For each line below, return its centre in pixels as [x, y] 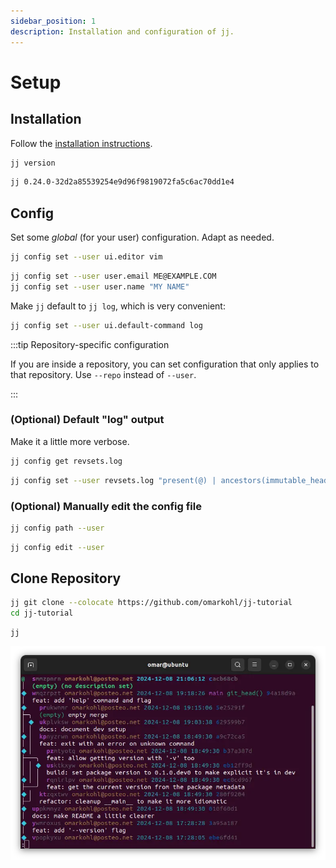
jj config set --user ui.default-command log [106, 325]
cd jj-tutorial [42, 613]
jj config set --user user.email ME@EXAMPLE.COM [113, 276]
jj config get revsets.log [66, 461]
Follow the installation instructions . [81, 143]
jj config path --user [57, 528]
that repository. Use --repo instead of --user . [103, 374]
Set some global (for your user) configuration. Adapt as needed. [142, 237]
